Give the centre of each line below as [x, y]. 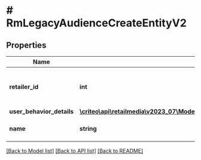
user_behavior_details [42, 111]
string [88, 129]
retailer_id [24, 87]
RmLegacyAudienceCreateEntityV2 [97, 23]
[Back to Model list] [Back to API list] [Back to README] [75, 151]
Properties [26, 45]
